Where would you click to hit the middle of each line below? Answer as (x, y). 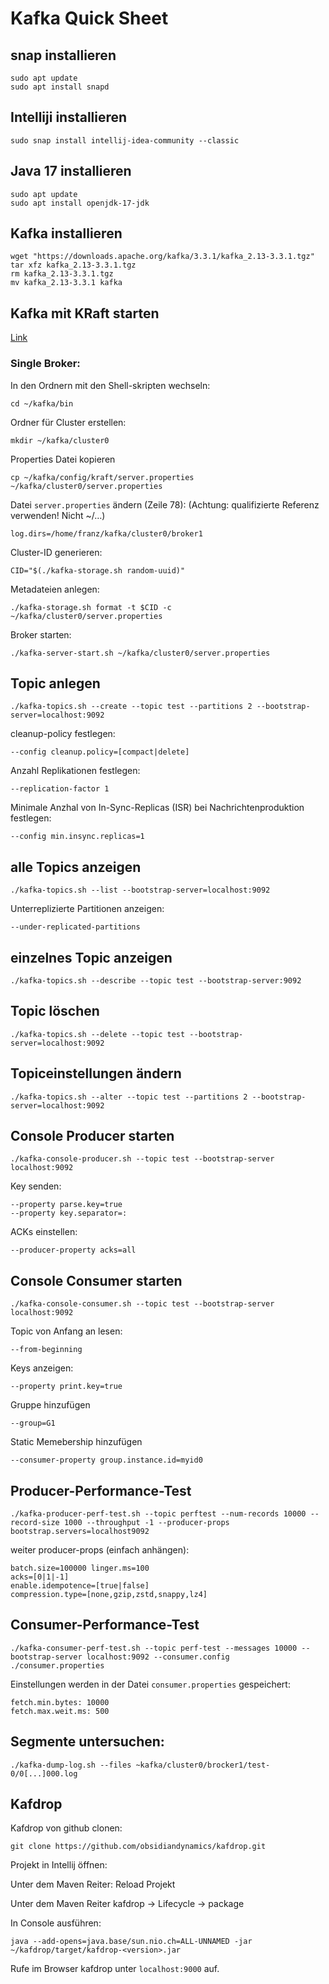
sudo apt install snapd (60, 87)
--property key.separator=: (69, 1213)
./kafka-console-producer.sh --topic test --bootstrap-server (142, 1159)
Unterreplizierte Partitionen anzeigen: (87, 909)
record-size (35, 1523)
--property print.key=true (66, 1387)
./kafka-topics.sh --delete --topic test (98, 1034)
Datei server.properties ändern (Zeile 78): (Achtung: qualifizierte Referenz (165, 504)
